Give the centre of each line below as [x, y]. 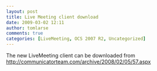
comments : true [25, 33]
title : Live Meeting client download [52, 17]
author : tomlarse [27, 28]
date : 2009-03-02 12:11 [35, 22]
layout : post [22, 11]
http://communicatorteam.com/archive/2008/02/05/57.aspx [78, 62]
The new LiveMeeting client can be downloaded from [71, 55]
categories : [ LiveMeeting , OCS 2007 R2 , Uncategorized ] [76, 39]
